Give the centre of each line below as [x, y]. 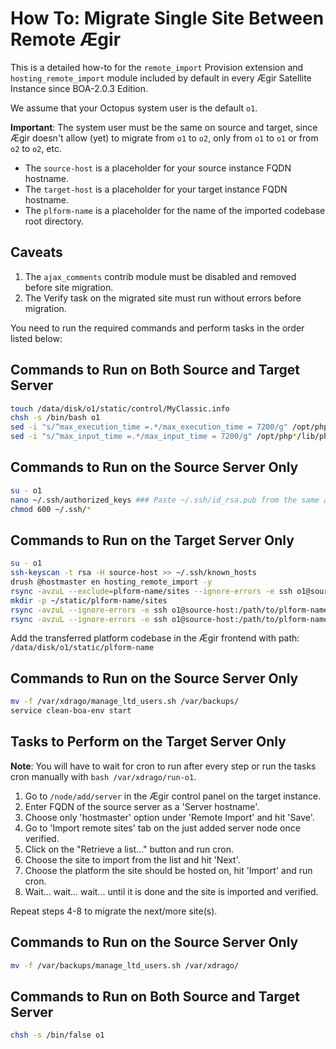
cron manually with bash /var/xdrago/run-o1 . [103, 776]
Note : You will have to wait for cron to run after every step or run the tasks [163, 766]
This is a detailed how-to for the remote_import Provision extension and [157, 67]
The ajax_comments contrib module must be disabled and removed [160, 276]
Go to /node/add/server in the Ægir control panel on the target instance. [173, 796]
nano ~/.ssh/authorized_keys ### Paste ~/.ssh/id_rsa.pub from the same [165, 500]
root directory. [54, 221]
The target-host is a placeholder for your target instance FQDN [156, 189]
